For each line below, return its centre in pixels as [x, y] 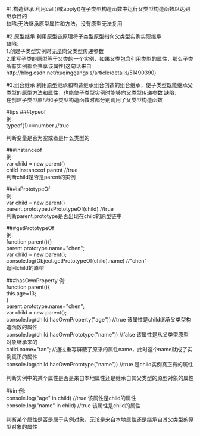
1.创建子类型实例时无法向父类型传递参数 [55, 51]
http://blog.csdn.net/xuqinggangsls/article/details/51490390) [81, 73]
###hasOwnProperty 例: [36, 281]
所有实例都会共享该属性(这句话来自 [49, 66]
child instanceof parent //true [42, 170]
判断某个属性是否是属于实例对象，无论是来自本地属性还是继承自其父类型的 [97, 419]
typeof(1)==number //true [38, 126]
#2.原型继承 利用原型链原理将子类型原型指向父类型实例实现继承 [84, 36]
